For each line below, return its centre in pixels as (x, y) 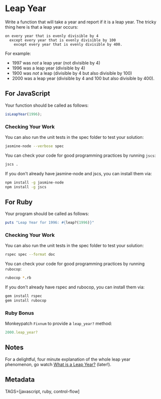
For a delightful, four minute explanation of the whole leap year (68, 359)
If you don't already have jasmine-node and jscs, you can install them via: (78, 173)
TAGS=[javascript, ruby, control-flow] (42, 391)
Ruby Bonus (20, 313)
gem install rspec (24, 296)
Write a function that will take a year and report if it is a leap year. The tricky (81, 22)
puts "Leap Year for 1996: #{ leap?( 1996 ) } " (50, 223)
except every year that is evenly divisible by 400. (68, 44)
